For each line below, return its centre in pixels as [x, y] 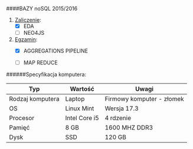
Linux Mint [80, 108]
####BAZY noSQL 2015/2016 [42, 9]
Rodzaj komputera [35, 99]
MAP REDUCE [40, 63]
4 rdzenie [118, 118]
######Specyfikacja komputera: [46, 74]
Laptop [75, 99]
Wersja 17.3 [122, 108]
